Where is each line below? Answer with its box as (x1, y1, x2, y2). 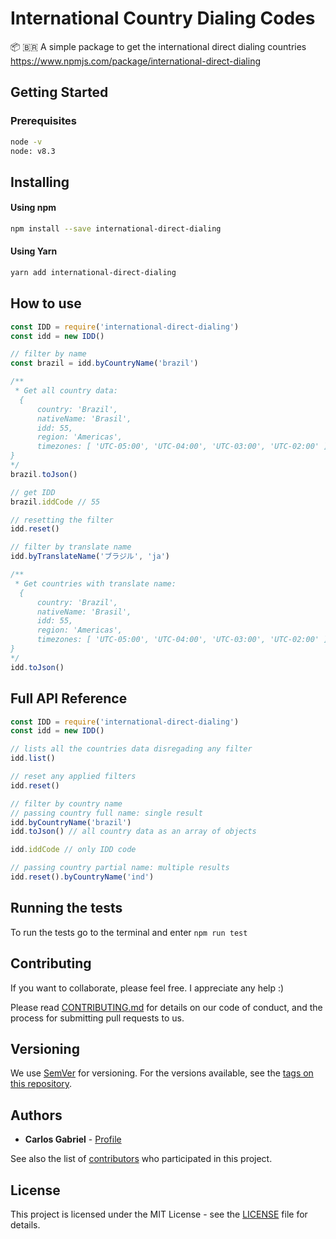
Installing (10, 173, 70, 191)
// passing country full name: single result (10, 808, 203, 818)
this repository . (10, 1078, 73, 1090)
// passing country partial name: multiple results (10, 863, 230, 873)
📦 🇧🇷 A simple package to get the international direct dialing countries (10, 40, 307, 52)
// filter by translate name (10, 542, 132, 552)
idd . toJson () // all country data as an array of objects (10, 827, 257, 837)
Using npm (10, 202, 57, 214)
